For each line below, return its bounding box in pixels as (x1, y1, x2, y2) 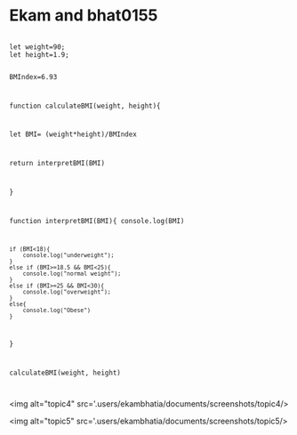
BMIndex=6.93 (9, 72, 58, 81)
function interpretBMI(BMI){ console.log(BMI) (9, 216, 185, 225)
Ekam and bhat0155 (9, 5, 158, 26)
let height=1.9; (9, 50, 69, 59)
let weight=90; (9, 42, 66, 52)
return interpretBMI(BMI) (9, 159, 105, 168)
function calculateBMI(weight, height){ (9, 101, 162, 110)
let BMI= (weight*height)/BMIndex (9, 130, 138, 139)
